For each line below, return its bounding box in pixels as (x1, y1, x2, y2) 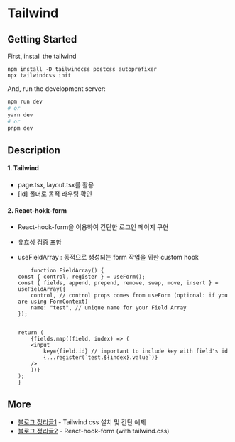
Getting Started (7, 33, 77, 45)
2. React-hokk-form (7, 206, 67, 214)
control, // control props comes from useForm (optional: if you (31, 292, 229, 299)
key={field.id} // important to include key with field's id (43, 348, 229, 355)
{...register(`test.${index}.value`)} (43, 354, 158, 361)
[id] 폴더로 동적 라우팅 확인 (17, 189, 92, 198)
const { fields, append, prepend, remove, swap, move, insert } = (17, 280, 219, 287)
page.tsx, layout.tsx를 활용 (17, 180, 94, 189)
